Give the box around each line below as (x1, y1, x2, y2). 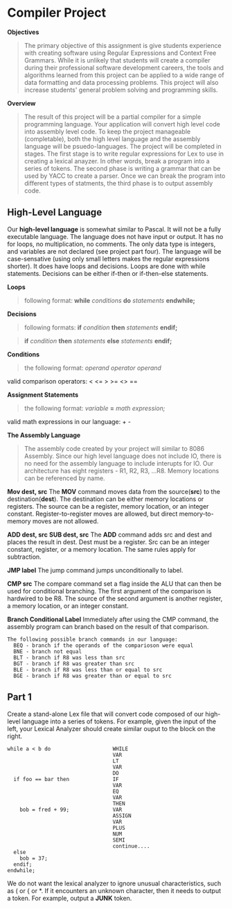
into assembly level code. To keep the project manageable (24, 127, 191, 136)
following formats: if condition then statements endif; (24, 323, 178, 331)
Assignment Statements (7, 391, 79, 399)
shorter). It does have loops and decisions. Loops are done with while (7, 262, 206, 270)
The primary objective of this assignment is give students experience (24, 41, 222, 49)
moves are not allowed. (32, 516, 99, 525)
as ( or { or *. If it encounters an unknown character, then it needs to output (7, 886, 222, 894)
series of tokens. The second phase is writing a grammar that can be (24, 164, 221, 172)
